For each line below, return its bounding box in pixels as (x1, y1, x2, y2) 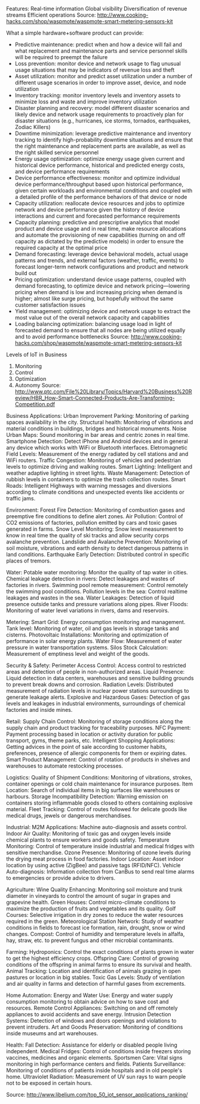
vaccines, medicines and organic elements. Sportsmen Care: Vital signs (6, 1054, 183, 1061)
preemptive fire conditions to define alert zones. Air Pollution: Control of (6, 513, 183, 519)
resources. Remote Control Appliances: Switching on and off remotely (6, 1004, 178, 1011)
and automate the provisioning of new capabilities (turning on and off (14, 231, 185, 238)
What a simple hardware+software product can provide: (6, 29, 144, 36)
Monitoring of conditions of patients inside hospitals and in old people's (6, 1067, 183, 1074)
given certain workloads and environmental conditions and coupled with (14, 187, 193, 194)
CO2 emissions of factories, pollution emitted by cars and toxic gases (6, 519, 177, 526)
